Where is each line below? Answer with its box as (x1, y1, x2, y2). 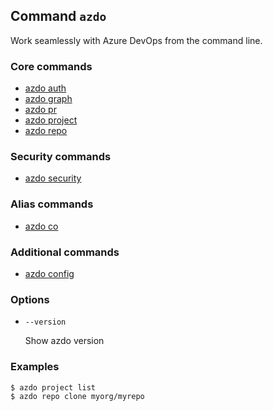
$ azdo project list (10, 382, 97, 393)
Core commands (10, 59, 93, 73)
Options (10, 292, 50, 306)
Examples (10, 360, 60, 374)
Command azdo (10, 8, 107, 25)
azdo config (24, 268, 75, 279)
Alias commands (10, 197, 94, 211)
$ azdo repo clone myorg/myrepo (10, 392, 145, 402)
